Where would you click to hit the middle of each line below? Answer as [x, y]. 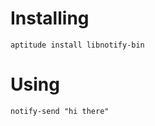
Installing [50, 18]
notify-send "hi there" [60, 111]
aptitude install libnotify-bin [77, 45]
